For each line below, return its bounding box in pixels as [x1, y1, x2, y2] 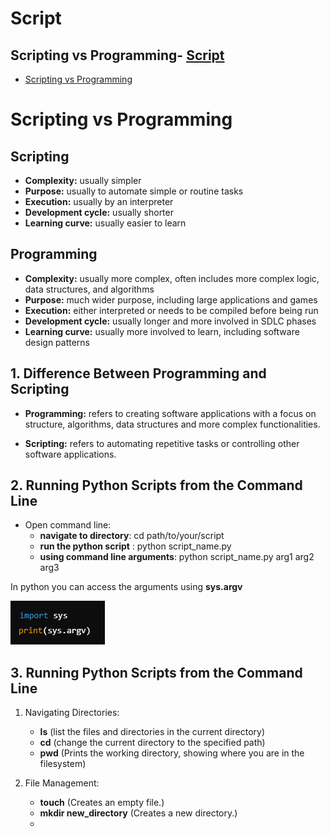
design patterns [24, 336, 91, 348]
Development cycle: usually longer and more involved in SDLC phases [24, 315, 317, 327]
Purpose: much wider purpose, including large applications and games [24, 293, 318, 306]
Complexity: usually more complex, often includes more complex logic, [24, 272, 320, 284]
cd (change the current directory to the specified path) [39, 737, 266, 749]
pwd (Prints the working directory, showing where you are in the [39, 747, 305, 759]
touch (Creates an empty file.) [39, 797, 165, 809]
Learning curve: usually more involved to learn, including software [24, 325, 300, 337]
